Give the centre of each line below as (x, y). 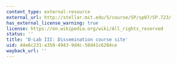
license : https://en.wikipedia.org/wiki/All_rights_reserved (85, 28)
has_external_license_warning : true (52, 23)
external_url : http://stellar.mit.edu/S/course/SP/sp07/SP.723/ (89, 17)
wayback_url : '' (27, 51)
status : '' (20, 34)
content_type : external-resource (48, 12)
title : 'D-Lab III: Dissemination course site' (67, 40)
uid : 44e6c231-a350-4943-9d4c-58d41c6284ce (62, 46)
